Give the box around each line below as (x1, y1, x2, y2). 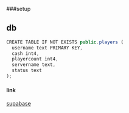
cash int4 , (12, 50, 40, 57)
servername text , (12, 62, 56, 68)
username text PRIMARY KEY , (12, 45, 83, 51)
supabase (6, 100, 32, 108)
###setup (6, 5, 31, 12)
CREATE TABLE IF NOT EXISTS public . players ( (6, 39, 124, 45)
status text (12, 67, 43, 74)
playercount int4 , (12, 56, 59, 62)
